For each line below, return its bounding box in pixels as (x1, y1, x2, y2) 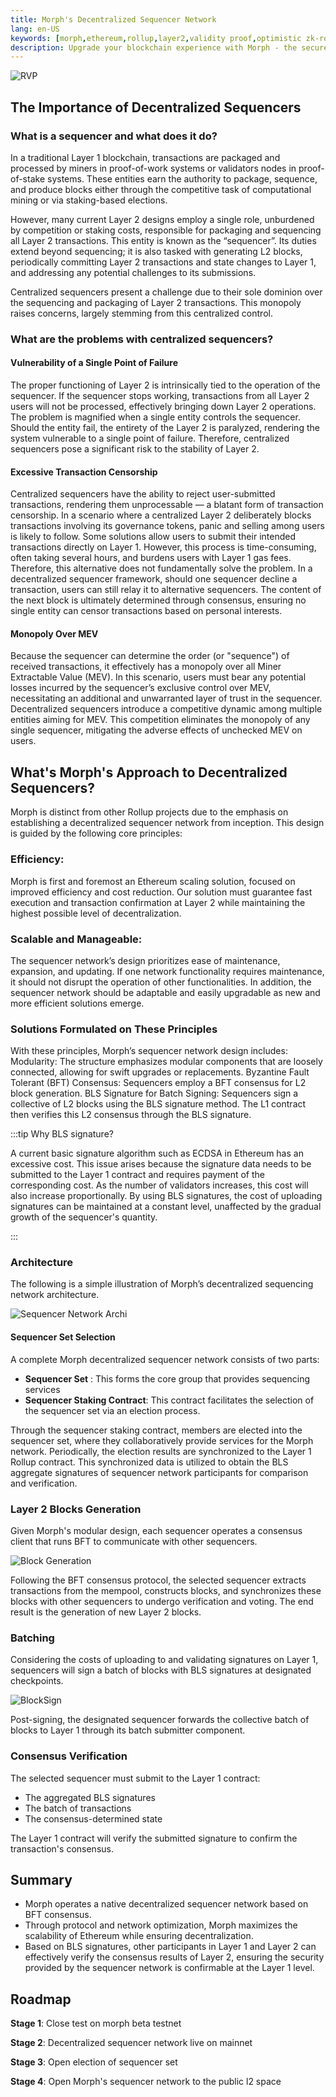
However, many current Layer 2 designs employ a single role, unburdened (10, 213, 315, 225)
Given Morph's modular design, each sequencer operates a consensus (10, 1524, 303, 1536)
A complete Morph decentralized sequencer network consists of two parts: (10, 1353, 320, 1365)
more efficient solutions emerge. (10, 997, 145, 1009)
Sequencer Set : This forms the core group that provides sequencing (24, 1372, 310, 1385)
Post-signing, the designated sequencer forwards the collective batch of (10, 1714, 310, 1726)
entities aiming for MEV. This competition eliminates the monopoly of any (10, 714, 311, 726)
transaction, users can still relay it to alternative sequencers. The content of (10, 584, 322, 596)
